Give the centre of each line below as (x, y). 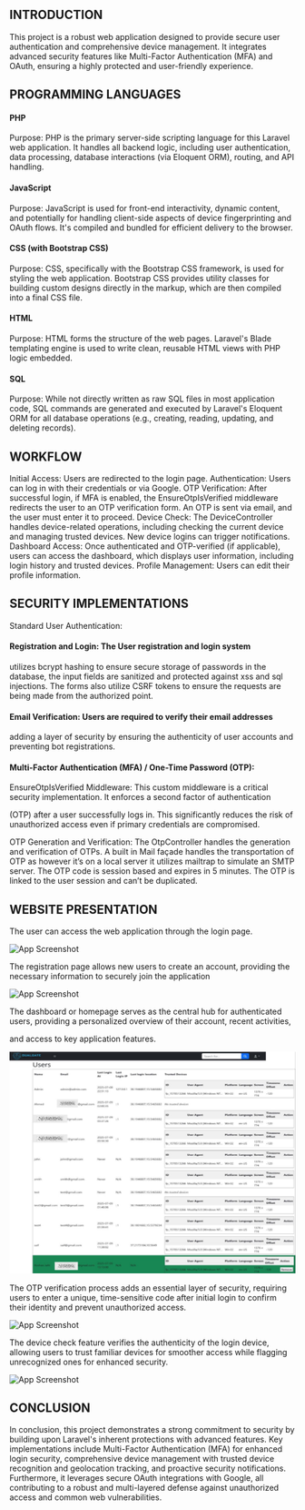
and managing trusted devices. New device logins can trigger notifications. (150, 537)
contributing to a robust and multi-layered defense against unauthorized (144, 1488)
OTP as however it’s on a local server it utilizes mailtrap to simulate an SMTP (152, 861)
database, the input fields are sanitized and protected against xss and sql (146, 676)
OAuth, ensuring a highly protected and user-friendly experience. (132, 66)
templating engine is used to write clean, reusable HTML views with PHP (145, 349)
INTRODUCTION (56, 15)
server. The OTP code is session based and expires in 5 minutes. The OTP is (152, 871)
